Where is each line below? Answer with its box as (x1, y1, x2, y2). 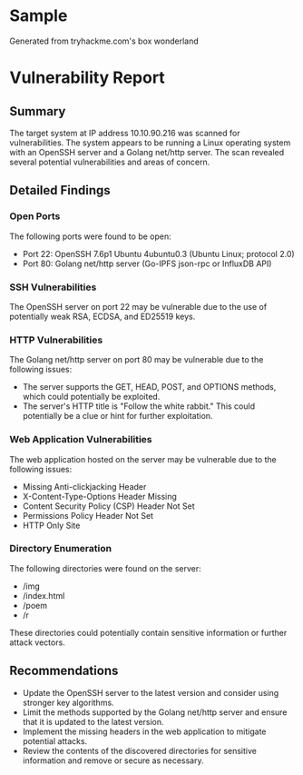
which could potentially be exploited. (22, 392, 161, 402)
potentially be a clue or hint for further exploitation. (22, 411, 213, 422)
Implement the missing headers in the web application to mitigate (22, 726, 267, 737)
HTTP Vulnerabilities (9, 333, 103, 346)
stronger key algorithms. (22, 697, 115, 708)
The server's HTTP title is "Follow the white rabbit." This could (22, 401, 256, 412)
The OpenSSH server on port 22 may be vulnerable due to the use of (9, 301, 268, 312)
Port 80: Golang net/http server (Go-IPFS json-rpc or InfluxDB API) (22, 258, 272, 269)
